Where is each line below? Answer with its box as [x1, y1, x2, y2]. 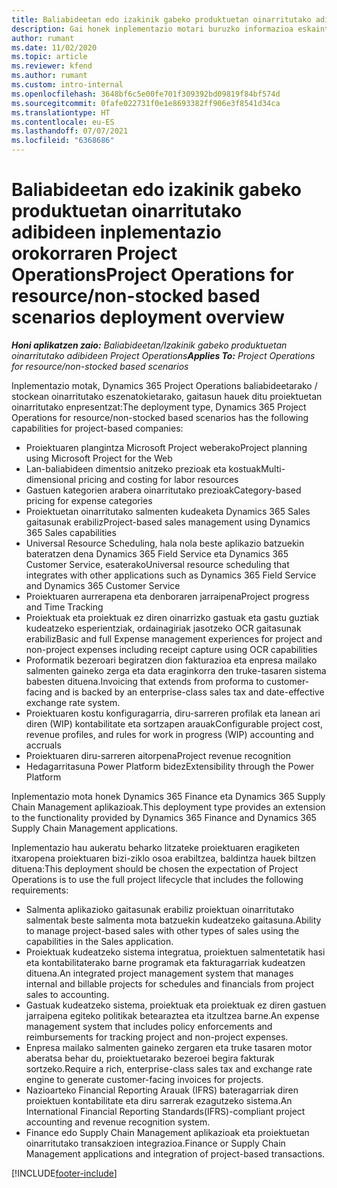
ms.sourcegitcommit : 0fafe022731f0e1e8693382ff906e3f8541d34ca [11, 98, 281, 108]
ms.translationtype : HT [11, 107, 111, 118]
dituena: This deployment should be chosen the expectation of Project [11, 862, 299, 875]
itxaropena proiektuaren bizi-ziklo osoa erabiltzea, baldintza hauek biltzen [11, 852, 316, 864]
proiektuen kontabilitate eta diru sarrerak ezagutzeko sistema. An [25, 1094, 293, 1106]
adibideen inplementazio [11, 221, 222, 244]
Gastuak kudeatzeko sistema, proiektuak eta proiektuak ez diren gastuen [25, 999, 327, 1011]
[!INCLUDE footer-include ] [11, 1167, 118, 1179]
